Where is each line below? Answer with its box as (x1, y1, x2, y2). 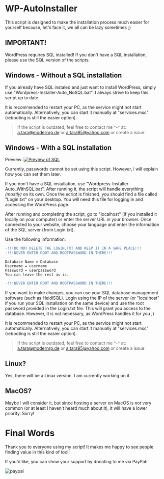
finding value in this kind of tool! (5, 449, 70, 455)
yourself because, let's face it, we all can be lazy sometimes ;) (5, 24, 131, 30)
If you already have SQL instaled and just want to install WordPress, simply (5, 84, 156, 90)
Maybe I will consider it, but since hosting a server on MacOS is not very (5, 400, 152, 406)
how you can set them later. (5, 171, 61, 177)
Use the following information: (5, 236, 66, 242)
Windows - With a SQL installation (5, 143, 112, 152)
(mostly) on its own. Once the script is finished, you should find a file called (5, 191, 158, 197)
